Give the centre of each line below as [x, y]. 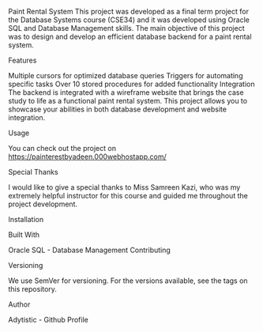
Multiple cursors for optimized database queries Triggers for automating [126, 75]
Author [19, 304]
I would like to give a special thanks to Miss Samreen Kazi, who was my [124, 187]
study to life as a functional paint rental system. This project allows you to [128, 101]
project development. [43, 204]
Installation [26, 219]
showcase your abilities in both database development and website [118, 109]
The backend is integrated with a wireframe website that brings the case [126, 92]
